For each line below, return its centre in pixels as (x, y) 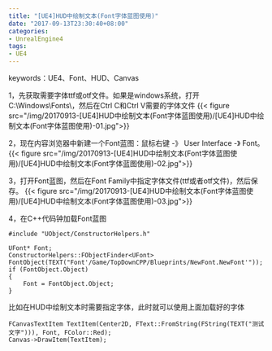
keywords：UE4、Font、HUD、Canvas (74, 78)
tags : (17, 46)
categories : (28, 31)
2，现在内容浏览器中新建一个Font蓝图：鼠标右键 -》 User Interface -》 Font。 (136, 143)
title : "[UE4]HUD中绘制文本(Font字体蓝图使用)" (84, 16)
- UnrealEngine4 (36, 39)
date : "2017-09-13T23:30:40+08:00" (69, 24)
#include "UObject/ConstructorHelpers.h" (80, 234)
